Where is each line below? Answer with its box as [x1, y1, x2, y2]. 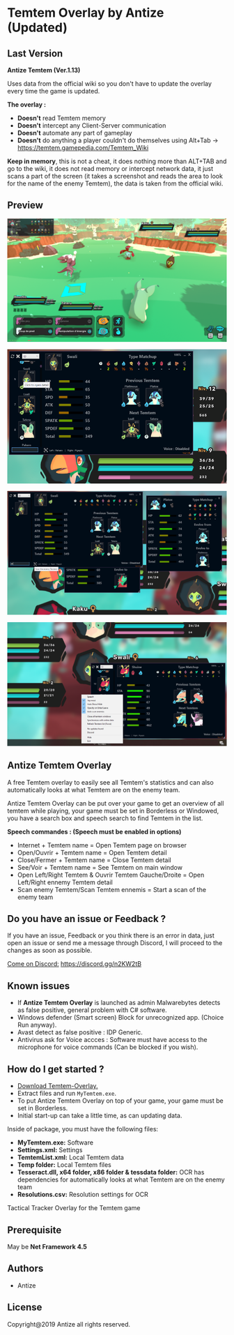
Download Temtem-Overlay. [17, 1082, 99, 1090]
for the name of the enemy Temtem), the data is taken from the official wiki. [7, 179, 224, 188]
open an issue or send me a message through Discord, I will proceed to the [7, 939, 223, 947]
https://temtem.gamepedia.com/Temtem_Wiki [17, 144, 149, 151]
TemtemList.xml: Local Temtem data [17, 1153, 124, 1162]
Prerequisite [7, 1224, 62, 1236]
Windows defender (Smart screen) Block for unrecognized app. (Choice [17, 1013, 224, 1022]
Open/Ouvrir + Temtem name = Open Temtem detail [17, 848, 167, 857]
